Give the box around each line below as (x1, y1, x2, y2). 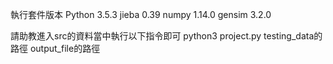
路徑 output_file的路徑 (10, 43, 101, 54)
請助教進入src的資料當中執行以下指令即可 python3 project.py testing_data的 (10, 30, 323, 42)
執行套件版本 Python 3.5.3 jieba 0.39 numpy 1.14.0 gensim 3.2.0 (10, 9, 272, 20)
